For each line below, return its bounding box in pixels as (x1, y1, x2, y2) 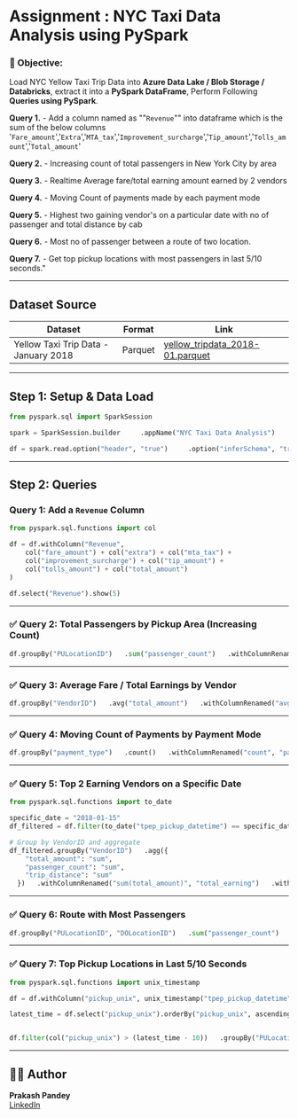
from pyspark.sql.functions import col (9, 524, 157, 533)
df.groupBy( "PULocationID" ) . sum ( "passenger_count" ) (9, 649, 216, 658)
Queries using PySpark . (9, 96, 99, 106)
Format (122, 324, 154, 336)
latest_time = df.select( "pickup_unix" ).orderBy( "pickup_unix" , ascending (9, 1010, 292, 1019)
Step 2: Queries (9, 477, 98, 493)
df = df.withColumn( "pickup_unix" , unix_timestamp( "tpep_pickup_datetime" (9, 994, 292, 1003)
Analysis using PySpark (9, 25, 189, 45)
